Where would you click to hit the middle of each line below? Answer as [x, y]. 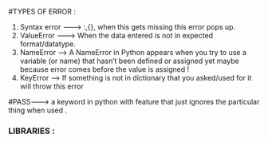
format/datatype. [47, 44]
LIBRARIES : [32, 131]
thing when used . [38, 110]
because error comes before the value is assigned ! [104, 69]
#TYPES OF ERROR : [42, 12]
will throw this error [51, 86]
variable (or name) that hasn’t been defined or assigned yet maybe [129, 61]
